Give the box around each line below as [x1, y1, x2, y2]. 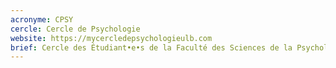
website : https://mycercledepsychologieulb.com [10, 33, 213, 43]
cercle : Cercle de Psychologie [10, 24, 141, 34]
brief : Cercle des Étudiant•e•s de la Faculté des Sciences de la [10, 42, 293, 53]
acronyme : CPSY [10, 14, 74, 25]
